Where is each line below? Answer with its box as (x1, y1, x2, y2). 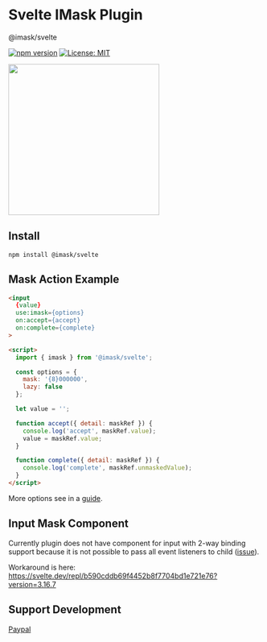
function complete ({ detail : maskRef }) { (15, 457, 160, 465)
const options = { (15, 368, 78, 376)
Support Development (8, 603, 122, 617)
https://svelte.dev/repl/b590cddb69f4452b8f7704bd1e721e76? (8, 570, 218, 581)
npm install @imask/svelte (8, 251, 99, 259)
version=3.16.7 (8, 579, 56, 589)
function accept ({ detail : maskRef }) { (15, 419, 153, 428)
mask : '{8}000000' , (23, 375, 88, 383)
